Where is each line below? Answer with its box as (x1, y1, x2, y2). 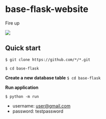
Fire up (5, 20, 20, 26)
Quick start (5, 44, 41, 52)
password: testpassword (12, 108, 63, 114)
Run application (5, 84, 39, 90)
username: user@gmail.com (12, 102, 71, 108)
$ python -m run (5, 94, 39, 99)
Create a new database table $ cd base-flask (5, 74, 101, 80)
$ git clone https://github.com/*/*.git (5, 57, 91, 62)
